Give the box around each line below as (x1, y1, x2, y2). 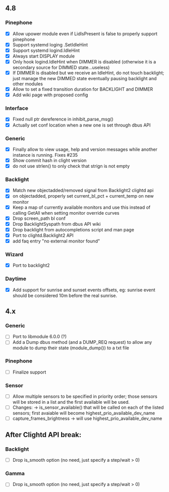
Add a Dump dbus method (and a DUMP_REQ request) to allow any (12, 339, 152, 345)
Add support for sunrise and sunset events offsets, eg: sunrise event (12, 287, 155, 293)
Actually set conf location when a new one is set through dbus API (12, 122, 151, 128)
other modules (12, 81, 43, 87)
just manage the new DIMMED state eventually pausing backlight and (12, 76, 157, 82)
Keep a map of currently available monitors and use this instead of (12, 204, 151, 210)
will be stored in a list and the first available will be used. (12, 399, 130, 405)
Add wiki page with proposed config (12, 92, 88, 98)
